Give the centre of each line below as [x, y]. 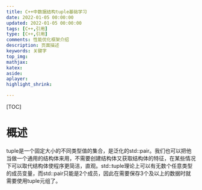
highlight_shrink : [29, 85]
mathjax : [17, 62]
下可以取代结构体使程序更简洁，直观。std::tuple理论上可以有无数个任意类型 [99, 165]
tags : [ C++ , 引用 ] [27, 29]
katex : [14, 68]
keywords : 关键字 [26, 51]
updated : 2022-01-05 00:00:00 [44, 23]
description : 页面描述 [33, 46]
